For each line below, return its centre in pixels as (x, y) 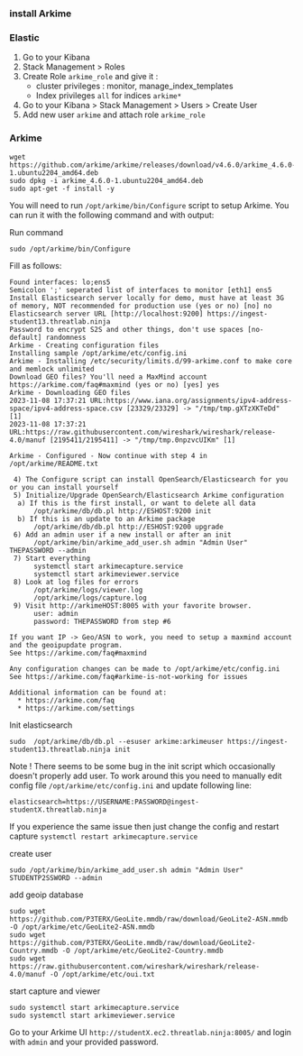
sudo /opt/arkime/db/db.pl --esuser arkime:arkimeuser (116, 741)
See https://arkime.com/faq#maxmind (78, 653)
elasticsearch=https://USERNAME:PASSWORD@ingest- (105, 802)
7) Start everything (52, 558)
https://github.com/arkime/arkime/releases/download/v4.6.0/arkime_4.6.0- (153, 165)
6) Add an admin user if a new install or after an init (122, 535)
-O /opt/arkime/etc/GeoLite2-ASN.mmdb (82, 927)
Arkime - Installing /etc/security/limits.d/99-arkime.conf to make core (151, 361)
